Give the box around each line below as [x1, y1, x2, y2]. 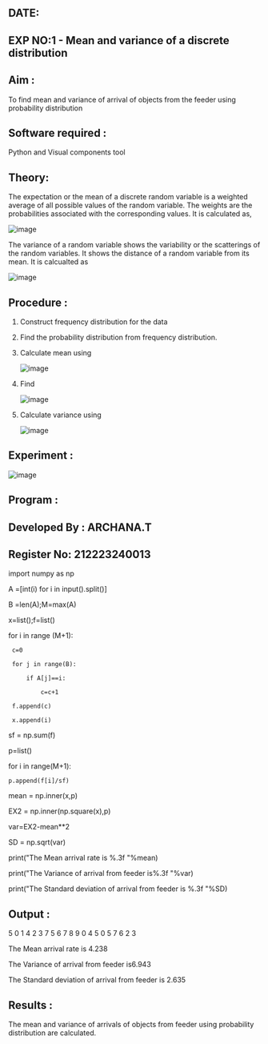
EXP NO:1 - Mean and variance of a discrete [8, 34, 230, 47]
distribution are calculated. [8, 1028, 97, 1038]
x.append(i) [11, 717, 52, 725]
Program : [8, 493, 58, 507]
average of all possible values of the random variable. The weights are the [8, 200, 253, 211]
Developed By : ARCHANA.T [8, 520, 152, 534]
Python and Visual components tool [8, 147, 126, 157]
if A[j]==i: [26, 674, 66, 683]
